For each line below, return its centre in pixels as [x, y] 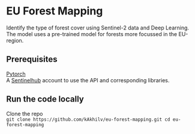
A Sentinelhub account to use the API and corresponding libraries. [88, 80]
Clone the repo [25, 114]
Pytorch [16, 74]
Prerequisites [32, 59]
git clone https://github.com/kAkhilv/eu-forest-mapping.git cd [88, 119]
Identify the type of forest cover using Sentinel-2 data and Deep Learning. [98, 28]
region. [15, 40]
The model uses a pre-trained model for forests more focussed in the [92, 34]
